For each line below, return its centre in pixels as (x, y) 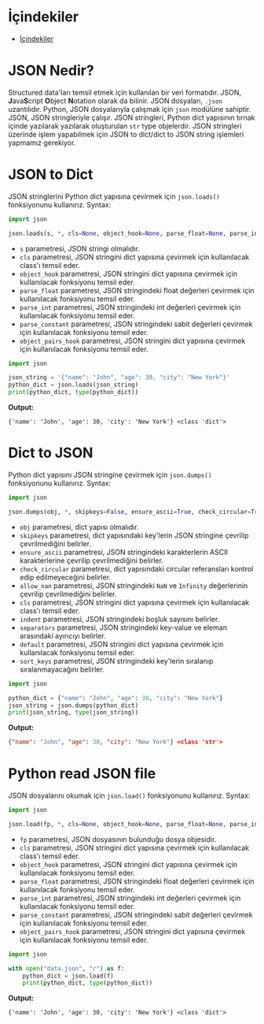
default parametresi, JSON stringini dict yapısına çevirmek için (121, 644)
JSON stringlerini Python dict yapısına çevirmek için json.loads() (114, 196)
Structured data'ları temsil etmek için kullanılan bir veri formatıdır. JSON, (125, 92)
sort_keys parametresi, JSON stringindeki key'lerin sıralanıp (116, 661)
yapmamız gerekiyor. (42, 143)
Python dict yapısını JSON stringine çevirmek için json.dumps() (110, 475)
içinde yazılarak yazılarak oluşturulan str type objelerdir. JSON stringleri (125, 125)
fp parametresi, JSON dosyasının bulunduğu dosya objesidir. (118, 839)
